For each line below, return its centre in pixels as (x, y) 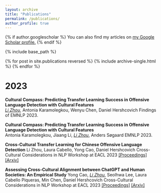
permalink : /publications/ (32, 19)
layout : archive (21, 10)
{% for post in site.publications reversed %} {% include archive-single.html (80, 61)
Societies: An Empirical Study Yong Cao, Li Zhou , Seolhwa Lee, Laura (76, 175)
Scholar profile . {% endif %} (33, 43)
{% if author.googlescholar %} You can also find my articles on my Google (80, 37)
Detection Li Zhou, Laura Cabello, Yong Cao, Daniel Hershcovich (70, 150)
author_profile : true (27, 23)
